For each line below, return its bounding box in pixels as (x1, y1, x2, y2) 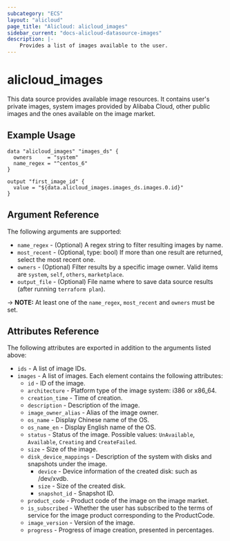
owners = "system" (13, 153, 79, 161)
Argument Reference (7, 209, 99, 221)
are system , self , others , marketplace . (17, 270, 124, 278)
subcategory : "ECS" (7, 10, 64, 17)
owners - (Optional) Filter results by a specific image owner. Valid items (17, 263, 218, 271)
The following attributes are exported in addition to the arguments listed (7, 343, 211, 352)
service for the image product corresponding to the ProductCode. (27, 511, 215, 520)
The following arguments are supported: (7, 227, 122, 236)
